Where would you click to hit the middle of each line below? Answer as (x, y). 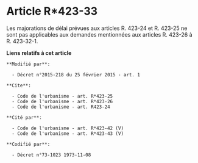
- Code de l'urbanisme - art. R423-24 (61, 107)
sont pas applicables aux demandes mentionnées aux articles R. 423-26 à (99, 34)
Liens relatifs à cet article (39, 53)
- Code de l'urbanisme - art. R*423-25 (62, 96)
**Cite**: (19, 85)
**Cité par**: (24, 117)
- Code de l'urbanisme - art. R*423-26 (62, 101)
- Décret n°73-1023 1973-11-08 (51, 155)
